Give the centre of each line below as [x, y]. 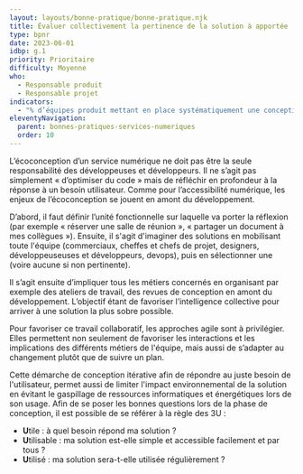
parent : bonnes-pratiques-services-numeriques [106, 127]
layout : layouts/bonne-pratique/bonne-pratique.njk [108, 18]
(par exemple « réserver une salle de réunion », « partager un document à [147, 226]
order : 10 [36, 135]
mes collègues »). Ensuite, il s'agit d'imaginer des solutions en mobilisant [145, 236]
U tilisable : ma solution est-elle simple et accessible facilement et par [151, 440]
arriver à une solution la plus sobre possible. [92, 311]
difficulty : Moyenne [48, 69]
